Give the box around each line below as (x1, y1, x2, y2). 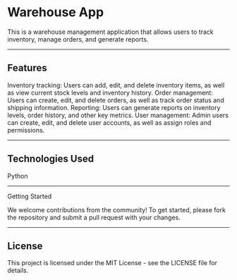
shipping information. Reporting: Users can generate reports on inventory (7, 103, 221, 111)
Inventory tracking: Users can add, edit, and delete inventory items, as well (7, 80, 225, 89)
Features (7, 62, 47, 74)
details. (7, 266, 29, 275)
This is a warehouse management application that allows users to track (7, 28, 214, 36)
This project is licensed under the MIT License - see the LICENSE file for (7, 259, 217, 267)
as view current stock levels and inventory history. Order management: (7, 88, 213, 97)
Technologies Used (7, 153, 94, 165)
